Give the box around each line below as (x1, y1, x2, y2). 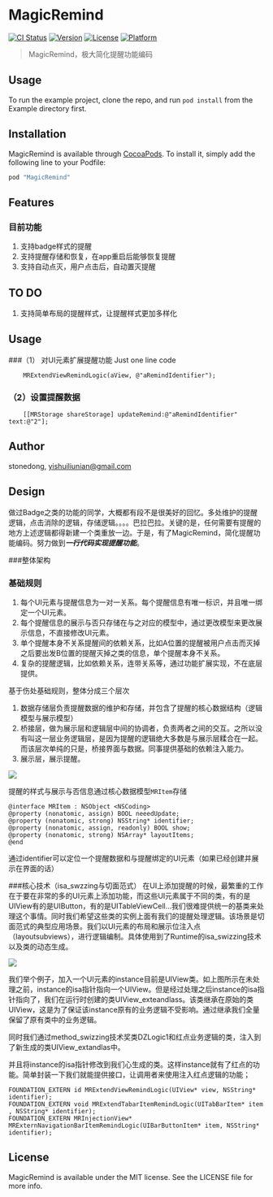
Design (8, 485, 45, 499)
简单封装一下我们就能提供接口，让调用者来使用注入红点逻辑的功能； (22, 1069, 250, 1079)
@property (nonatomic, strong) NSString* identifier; (8, 817, 195, 825)
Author (8, 440, 45, 453)
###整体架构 (8, 555, 51, 565)
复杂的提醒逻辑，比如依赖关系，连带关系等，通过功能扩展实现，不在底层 (19, 658, 262, 668)
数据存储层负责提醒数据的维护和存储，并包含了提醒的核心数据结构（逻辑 (19, 703, 262, 713)
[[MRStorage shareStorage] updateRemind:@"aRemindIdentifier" (23, 410, 238, 419)
